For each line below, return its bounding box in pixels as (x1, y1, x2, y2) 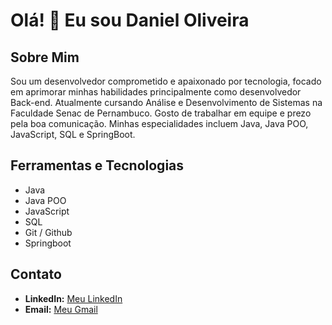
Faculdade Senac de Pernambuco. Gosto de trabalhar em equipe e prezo (10, 107, 312, 119)
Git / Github (24, 226, 73, 238)
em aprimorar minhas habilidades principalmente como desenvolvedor (10, 86, 302, 98)
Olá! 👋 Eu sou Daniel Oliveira (10, 9, 250, 32)
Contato (10, 266, 62, 283)
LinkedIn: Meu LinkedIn (24, 292, 123, 304)
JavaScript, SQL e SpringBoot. (10, 129, 136, 140)
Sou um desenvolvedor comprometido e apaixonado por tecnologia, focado (10, 75, 322, 87)
